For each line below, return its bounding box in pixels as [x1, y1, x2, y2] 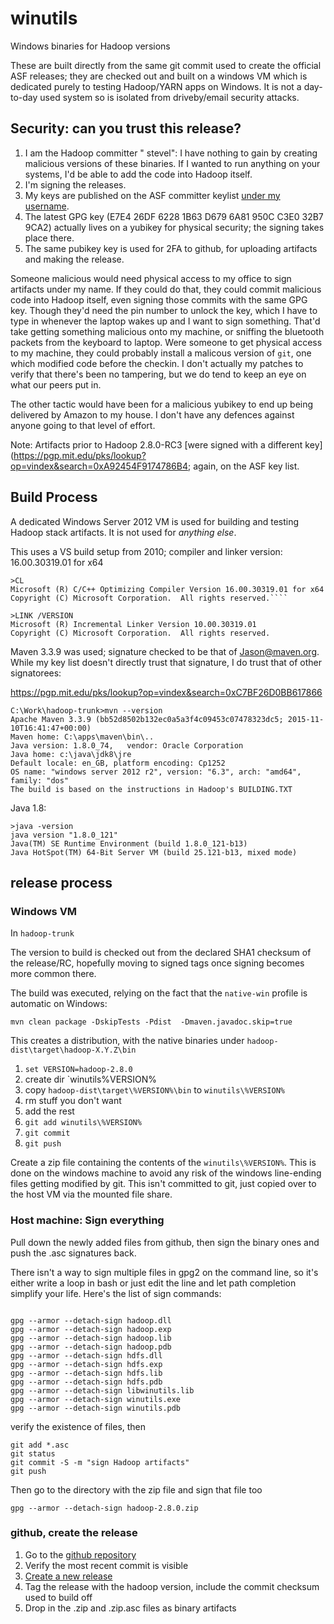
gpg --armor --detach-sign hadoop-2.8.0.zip [10, 1503, 199, 1513]
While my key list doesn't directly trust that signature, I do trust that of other [10, 656, 322, 668]
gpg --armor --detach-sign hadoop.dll [10, 1315, 172, 1326]
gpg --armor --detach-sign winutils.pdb [10, 1403, 182, 1413]
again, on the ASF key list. [193, 460, 300, 472]
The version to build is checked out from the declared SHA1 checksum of [10, 947, 312, 959]
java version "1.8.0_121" [10, 830, 118, 840]
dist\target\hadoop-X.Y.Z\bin [10, 1045, 137, 1056]
